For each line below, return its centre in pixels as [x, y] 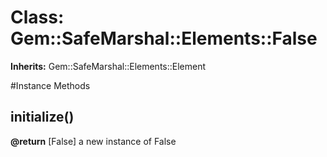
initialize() [42, 117]
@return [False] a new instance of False [93, 141]
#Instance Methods [50, 85]
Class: [37, 17]
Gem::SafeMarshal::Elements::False [164, 38]
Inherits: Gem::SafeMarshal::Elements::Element [108, 66]
